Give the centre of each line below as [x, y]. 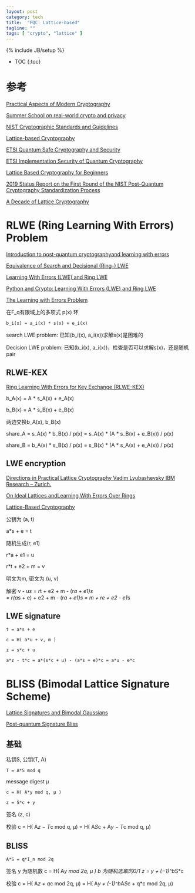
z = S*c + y [21, 803]
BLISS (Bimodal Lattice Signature [88, 684]
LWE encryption [36, 464]
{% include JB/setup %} [35, 50]
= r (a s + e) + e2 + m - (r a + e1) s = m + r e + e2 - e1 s [68, 597]
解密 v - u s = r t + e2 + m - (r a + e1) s [50, 591]
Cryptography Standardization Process [53, 190]
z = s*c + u [21, 650]
